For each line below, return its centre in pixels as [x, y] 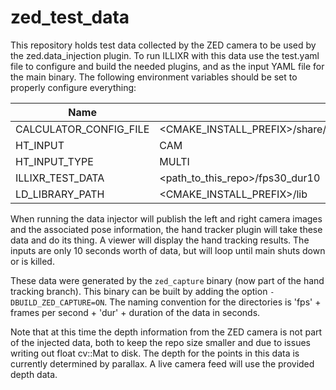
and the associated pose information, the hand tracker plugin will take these [166, 229]
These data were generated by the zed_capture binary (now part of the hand [167, 280]
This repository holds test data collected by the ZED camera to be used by [163, 45]
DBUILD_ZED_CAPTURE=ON [57, 302]
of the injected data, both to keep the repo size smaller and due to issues [160, 342]
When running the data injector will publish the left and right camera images [166, 218]
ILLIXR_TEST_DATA [60, 178]
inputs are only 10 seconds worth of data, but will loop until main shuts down [168, 250]
